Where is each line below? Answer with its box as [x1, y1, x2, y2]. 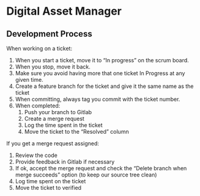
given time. [15, 76, 44, 83]
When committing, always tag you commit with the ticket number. [15, 96, 180, 103]
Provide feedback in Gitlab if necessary [15, 158, 115, 165]
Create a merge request [24, 115, 84, 122]
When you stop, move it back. [15, 63, 91, 70]
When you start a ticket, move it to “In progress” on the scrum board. [15, 57, 190, 64]
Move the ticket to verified [15, 184, 81, 191]
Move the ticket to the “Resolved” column [24, 128, 130, 135]
